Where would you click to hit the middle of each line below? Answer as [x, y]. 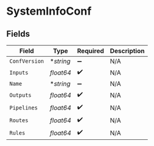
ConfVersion [27, 61]
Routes [19, 120]
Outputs [20, 95]
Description [127, 51]
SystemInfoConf [49, 11]
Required [91, 51]
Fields [18, 34]
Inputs [19, 72]
